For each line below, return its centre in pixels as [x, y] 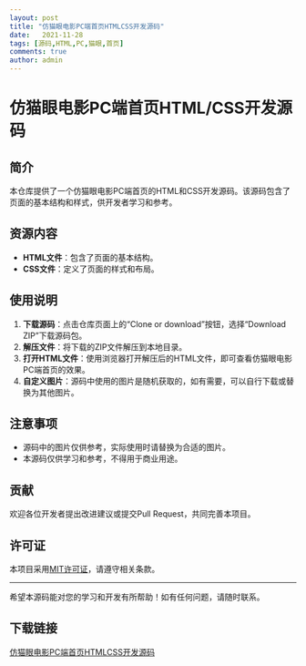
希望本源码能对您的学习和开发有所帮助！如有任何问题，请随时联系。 [137, 597]
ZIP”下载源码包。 [55, 335]
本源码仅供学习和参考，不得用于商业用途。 [102, 459]
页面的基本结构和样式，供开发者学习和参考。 [93, 202]
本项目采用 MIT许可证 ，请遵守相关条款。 [85, 569]
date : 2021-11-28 [46, 35]
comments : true [38, 52]
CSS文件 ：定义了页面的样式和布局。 [91, 269]
